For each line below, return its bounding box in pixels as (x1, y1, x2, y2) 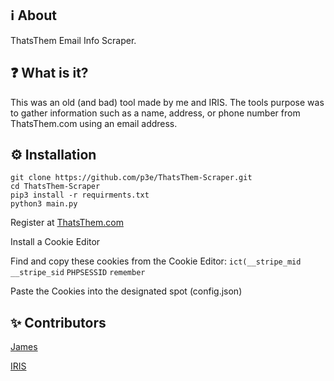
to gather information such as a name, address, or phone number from (10, 107, 301, 119)
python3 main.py (10, 199, 78, 209)
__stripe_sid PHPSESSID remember (10, 268, 146, 278)
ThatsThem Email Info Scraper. (10, 34, 137, 46)
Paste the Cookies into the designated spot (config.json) (10, 285, 243, 297)
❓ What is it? (10, 65, 89, 82)
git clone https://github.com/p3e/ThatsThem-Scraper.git (10, 173, 253, 183)
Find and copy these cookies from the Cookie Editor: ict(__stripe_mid (10, 255, 302, 267)
